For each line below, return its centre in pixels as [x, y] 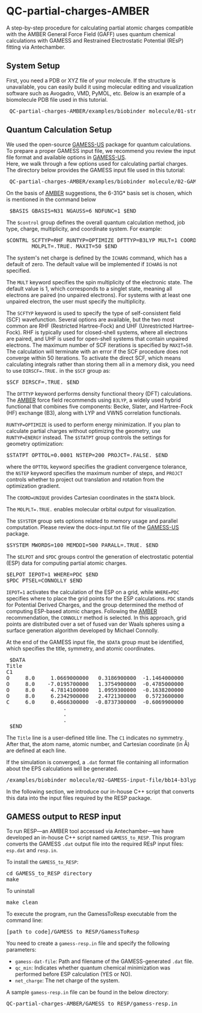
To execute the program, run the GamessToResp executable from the [92, 914]
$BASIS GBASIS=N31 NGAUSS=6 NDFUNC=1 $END [73, 211]
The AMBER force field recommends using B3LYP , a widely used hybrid [94, 400]
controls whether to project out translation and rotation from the [85, 479]
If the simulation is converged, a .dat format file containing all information [97, 762]
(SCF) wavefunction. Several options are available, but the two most [90, 319]
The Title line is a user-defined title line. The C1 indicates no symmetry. [95, 737]
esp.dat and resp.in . [32, 850]
